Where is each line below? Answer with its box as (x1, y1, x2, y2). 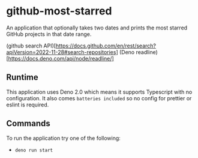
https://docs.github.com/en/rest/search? (55, 42, 156, 49)
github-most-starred (6, 4, 112, 18)
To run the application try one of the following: (6, 134, 121, 142)
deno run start (14, 147, 53, 153)
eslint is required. (6, 101, 49, 108)
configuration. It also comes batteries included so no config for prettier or (6, 94, 192, 102)
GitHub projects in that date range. (6, 30, 92, 37)
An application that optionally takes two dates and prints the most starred (6, 24, 188, 31)
